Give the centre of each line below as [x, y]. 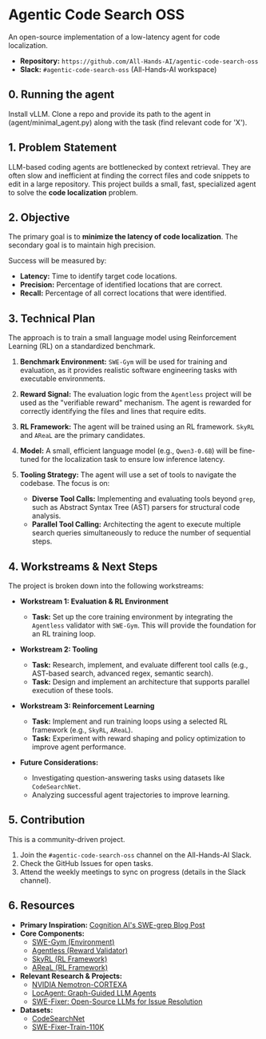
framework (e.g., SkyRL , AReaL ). [82, 730]
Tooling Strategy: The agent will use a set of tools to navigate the [128, 475]
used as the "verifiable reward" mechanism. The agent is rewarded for [135, 403]
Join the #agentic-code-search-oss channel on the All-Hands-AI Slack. [135, 855]
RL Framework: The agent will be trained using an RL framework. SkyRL [137, 427]
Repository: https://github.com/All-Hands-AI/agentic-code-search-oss [139, 61]
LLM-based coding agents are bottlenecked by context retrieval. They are [130, 166]
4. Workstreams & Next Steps [83, 566]
